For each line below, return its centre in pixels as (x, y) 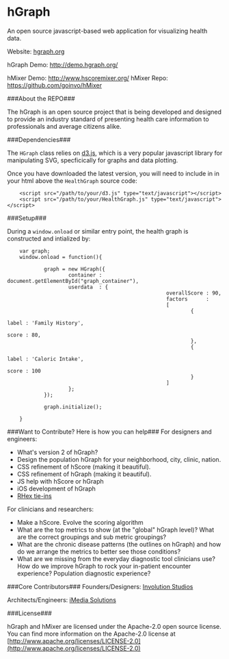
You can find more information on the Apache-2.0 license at (91, 634)
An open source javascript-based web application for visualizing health (107, 31)
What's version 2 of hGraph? (57, 452)
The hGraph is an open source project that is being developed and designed (114, 112)
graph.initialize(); (73, 407)
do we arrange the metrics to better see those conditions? (99, 551)
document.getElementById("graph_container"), (73, 281)
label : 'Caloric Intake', (45, 359)
